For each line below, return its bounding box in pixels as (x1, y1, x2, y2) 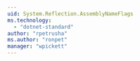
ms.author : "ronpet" (7, 36, 68, 43)
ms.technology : (7, 17, 52, 24)
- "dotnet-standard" (13, 23, 74, 30)
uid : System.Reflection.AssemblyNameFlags (7, 10, 134, 18)
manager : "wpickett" (7, 43, 68, 50)
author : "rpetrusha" (7, 29, 68, 37)
